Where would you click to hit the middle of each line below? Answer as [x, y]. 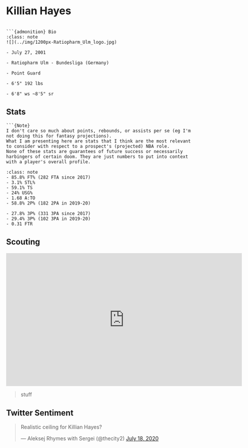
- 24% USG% [19, 193]
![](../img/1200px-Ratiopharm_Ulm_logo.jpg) [62, 42]
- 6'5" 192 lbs [25, 83]
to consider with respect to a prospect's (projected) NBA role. [88, 146]
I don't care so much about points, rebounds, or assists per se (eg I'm [99, 131]
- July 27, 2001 [26, 52]
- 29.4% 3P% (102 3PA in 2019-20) [49, 219]
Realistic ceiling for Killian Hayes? [61, 427]
